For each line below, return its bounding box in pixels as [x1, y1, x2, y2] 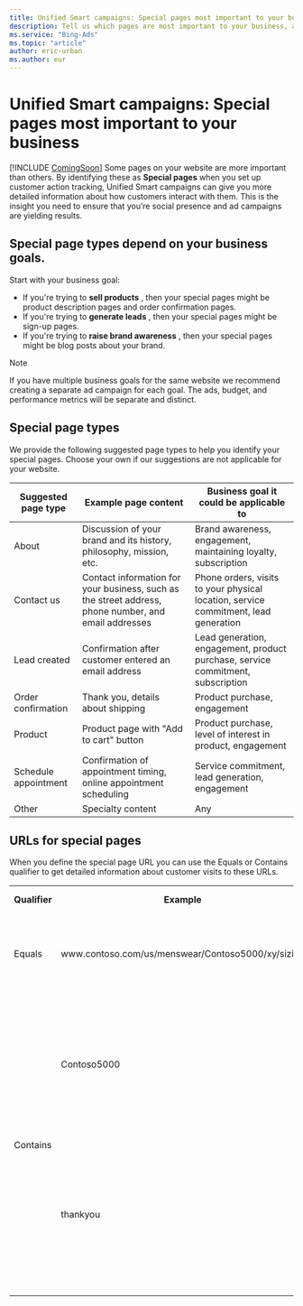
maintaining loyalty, [195, 545, 278, 558]
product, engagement [195, 739, 287, 752]
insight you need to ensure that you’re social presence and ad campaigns [9, 200, 282, 211]
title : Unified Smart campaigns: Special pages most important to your [9, 13, 284, 23]
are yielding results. [9, 209, 83, 221]
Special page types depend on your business [9, 236, 269, 252]
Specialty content [81, 802, 157, 815]
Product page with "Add [81, 722, 183, 735]
